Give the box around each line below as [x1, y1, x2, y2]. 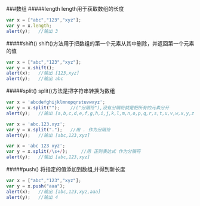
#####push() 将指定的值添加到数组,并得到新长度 [6, 166, 126, 173]
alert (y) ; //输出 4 [6, 194, 59, 200]
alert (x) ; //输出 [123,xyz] [6, 70, 79, 76]
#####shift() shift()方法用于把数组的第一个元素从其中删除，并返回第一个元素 [6, 39, 195, 47]
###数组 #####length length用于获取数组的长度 [6, 5, 124, 12]
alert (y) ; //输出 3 [6, 28, 59, 34]
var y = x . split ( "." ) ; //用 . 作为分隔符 [6, 127, 111, 133]
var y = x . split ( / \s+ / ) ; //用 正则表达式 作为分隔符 [6, 149, 141, 155]
